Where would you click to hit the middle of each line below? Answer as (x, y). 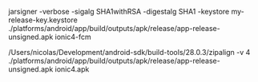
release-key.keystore (43, 20)
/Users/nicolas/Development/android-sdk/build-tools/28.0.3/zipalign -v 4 (129, 52)
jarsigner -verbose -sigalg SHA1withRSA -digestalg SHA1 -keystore (119, 12)
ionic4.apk (72, 69)
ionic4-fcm (73, 37)
